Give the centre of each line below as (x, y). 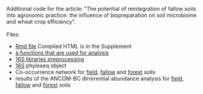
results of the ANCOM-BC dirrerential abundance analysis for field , (99, 79)
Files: (13, 35)
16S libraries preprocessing (50, 59)
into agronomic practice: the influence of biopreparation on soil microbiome (102, 15)
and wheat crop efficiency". (41, 22)
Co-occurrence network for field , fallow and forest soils (85, 72)
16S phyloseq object (41, 65)
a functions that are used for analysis (62, 53)
